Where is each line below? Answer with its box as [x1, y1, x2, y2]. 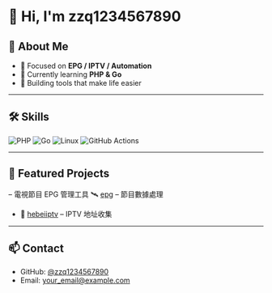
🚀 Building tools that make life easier [19, 79, 142, 87]
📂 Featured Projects [8, 167, 110, 180]
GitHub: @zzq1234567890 [19, 267, 109, 277]
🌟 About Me [8, 40, 69, 53]
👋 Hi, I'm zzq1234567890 [8, 7, 181, 26]
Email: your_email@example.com [19, 275, 131, 286]
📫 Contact [8, 242, 65, 256]
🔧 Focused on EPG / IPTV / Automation [19, 61, 152, 70]
